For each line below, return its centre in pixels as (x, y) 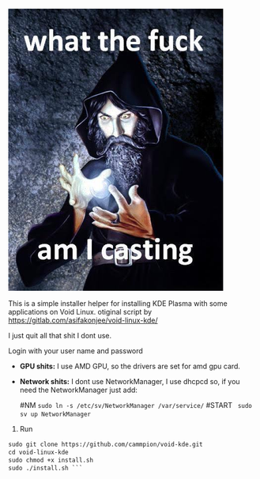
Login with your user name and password (76, 351)
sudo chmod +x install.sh (51, 460)
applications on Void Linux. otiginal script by (80, 312)
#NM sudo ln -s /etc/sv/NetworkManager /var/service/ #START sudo (136, 405)
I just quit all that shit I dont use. (60, 336)
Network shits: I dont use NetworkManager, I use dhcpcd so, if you (130, 381)
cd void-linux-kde (38, 452)
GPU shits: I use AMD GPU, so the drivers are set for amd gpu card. (130, 366)
